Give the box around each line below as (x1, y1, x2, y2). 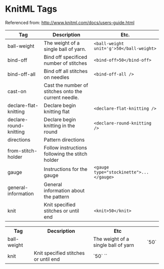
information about (43, 187, 85, 194)
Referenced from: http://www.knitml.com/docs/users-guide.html (5, 20, 135, 25)
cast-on (7, 88, 27, 95)
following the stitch (43, 150, 88, 157)
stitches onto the (43, 88, 82, 95)
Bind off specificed (43, 53, 87, 60)
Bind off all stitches (43, 68, 88, 74)
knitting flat (43, 108, 70, 115)
